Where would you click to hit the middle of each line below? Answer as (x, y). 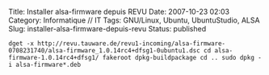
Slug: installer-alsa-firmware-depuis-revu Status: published (107, 29)
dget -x (21, 44)
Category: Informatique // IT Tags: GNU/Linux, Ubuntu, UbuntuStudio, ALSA (134, 20)
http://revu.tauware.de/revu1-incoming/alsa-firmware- (132, 44)
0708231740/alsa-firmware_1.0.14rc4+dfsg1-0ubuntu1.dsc (104, 51)
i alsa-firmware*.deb (45, 65)
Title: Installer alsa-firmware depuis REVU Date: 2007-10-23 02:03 (119, 12)
